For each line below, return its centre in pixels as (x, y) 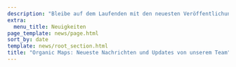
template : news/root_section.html (58, 46)
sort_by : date (28, 40)
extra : (17, 20)
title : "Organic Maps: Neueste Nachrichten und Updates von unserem (110, 53)
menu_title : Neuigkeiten (50, 27)
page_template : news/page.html (53, 33)
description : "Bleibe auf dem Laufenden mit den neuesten (94, 14)
